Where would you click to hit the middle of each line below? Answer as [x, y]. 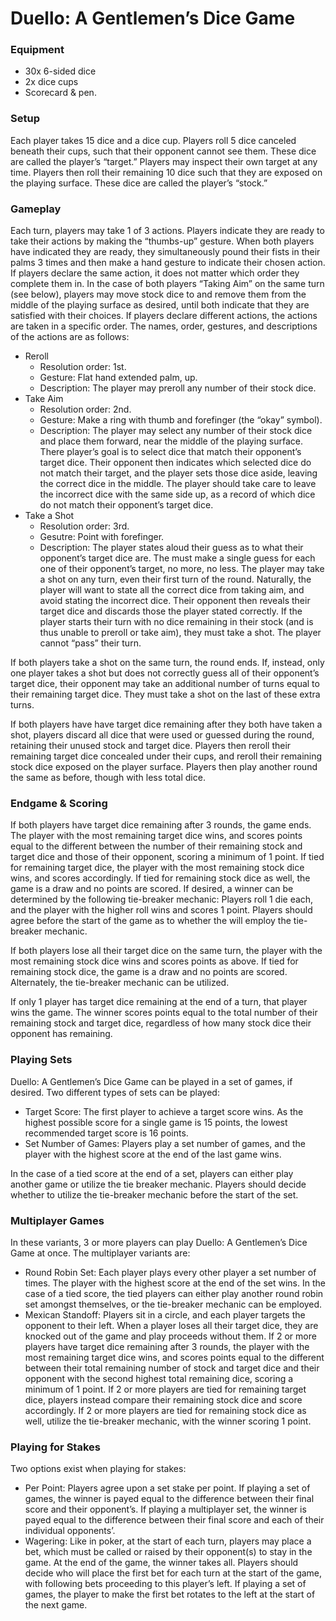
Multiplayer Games [57, 1220]
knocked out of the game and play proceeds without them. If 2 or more [170, 1336]
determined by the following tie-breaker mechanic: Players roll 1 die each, [162, 899]
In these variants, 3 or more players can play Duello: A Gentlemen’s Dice [159, 1242]
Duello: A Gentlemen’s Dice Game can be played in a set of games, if [151, 1081]
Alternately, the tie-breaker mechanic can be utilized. [120, 983]
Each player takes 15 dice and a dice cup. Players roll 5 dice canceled [153, 140]
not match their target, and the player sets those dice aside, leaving [178, 473]
